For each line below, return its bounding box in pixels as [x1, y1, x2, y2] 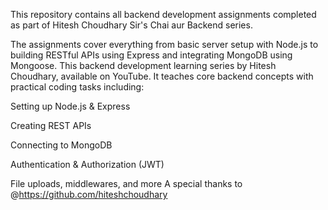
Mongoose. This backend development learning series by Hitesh [10, 60, 277, 71]
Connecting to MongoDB [10, 139, 113, 151]
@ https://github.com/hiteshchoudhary [10, 189, 168, 200]
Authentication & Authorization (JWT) [10, 159, 165, 170]
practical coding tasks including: [10, 81, 145, 93]
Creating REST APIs [10, 120, 92, 131]
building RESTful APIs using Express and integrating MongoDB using [10, 49, 293, 61]
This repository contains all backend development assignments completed [10, 9, 317, 20]
